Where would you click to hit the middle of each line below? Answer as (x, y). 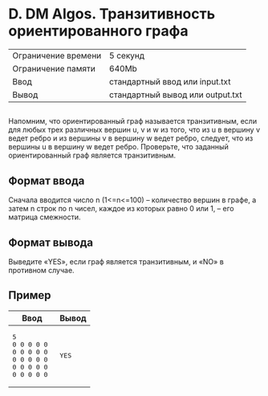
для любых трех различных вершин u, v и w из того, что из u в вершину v (134, 130)
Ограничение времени (57, 55)
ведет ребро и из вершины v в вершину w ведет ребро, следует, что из (131, 138)
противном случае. (41, 270)
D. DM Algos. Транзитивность (112, 14)
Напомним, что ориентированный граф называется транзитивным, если (133, 121)
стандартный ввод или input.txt (170, 81)
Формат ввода (47, 180)
